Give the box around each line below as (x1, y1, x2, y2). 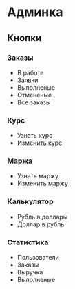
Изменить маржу (17, 179, 69, 188)
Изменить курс (17, 139, 63, 147)
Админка (7, 4, 63, 20)
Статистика (7, 237, 49, 247)
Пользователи (17, 253, 60, 262)
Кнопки (7, 32, 42, 44)
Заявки (17, 76, 39, 84)
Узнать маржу (17, 172, 59, 180)
